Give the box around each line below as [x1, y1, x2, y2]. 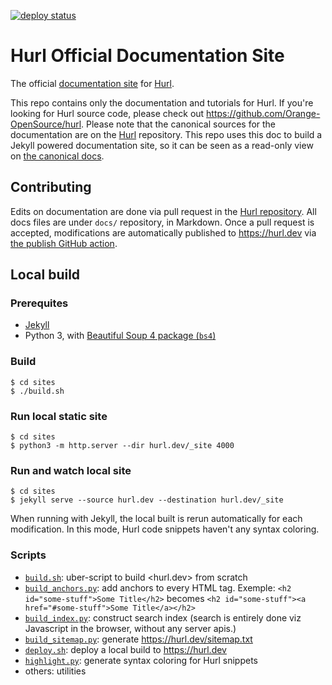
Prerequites [10, 296, 69, 310]
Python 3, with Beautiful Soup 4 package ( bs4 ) [24, 330, 217, 342]
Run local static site [10, 409, 108, 423]
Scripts [10, 548, 47, 562]
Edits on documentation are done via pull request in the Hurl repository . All [10, 205, 317, 217]
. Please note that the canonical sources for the [81, 118, 277, 130]
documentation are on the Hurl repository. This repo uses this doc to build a [10, 128, 323, 140]
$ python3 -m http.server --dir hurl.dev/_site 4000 [10, 441, 235, 451]
